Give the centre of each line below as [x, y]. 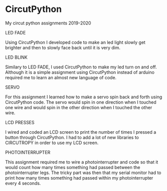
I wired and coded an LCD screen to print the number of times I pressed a [81, 132]
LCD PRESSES [20, 122]
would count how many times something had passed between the [73, 167]
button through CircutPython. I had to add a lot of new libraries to [72, 137]
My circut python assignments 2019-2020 [48, 23]
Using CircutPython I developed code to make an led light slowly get [75, 42]
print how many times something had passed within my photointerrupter [79, 178]
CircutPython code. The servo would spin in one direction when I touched [81, 102]
